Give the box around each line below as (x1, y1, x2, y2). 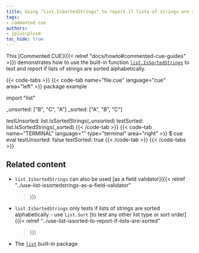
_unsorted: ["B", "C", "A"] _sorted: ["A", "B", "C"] (6, 106, 123, 113)
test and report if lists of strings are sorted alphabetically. (6, 65, 146, 72)
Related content (6, 159, 66, 169)
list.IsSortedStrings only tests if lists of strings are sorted (14, 204, 160, 212)
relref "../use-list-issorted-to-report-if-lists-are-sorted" (26, 217, 161, 224)
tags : (6, 14, 20, 20)
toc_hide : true (6, 36, 44, 42)
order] (171, 211, 187, 218)
